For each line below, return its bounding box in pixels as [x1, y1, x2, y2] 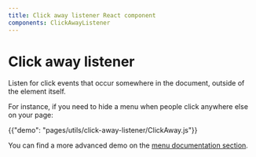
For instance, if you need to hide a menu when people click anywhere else [8, 102, 249, 111]
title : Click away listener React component [8, 11, 156, 20]
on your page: [8, 111, 53, 120]
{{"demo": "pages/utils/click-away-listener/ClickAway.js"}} [8, 126, 198, 135]
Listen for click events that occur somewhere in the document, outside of [8, 78, 245, 88]
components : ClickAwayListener [8, 19, 111, 27]
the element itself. [8, 87, 67, 97]
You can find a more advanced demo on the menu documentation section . [8, 141, 249, 150]
